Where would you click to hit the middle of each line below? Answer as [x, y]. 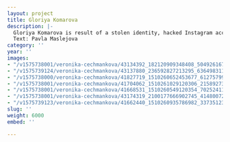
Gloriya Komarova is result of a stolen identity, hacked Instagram [113, 33]
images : [18, 58]
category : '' [26, 45]
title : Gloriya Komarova [42, 20]
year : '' [20, 52]
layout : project [30, 13]
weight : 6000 [26, 115]
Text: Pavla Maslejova [46, 39]
